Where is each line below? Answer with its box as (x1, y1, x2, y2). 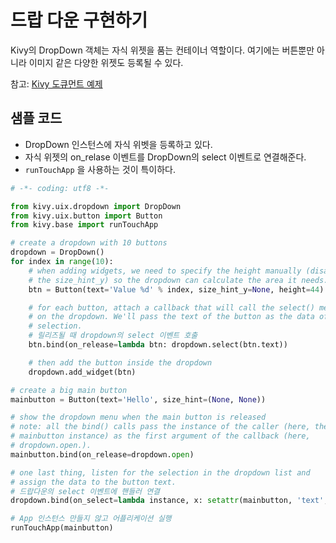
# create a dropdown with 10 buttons (10, 238, 168, 248)
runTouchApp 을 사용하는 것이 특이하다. (24, 163, 177, 175)
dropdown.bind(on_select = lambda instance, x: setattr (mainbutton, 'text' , (10, 496, 329, 506)
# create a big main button (10, 385, 128, 395)
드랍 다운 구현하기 (10, 9, 148, 32)
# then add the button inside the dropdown (28, 357, 213, 368)
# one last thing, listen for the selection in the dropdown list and (10, 467, 311, 478)
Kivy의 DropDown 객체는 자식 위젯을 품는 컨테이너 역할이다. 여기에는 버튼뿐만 (10, 44, 315, 56)
